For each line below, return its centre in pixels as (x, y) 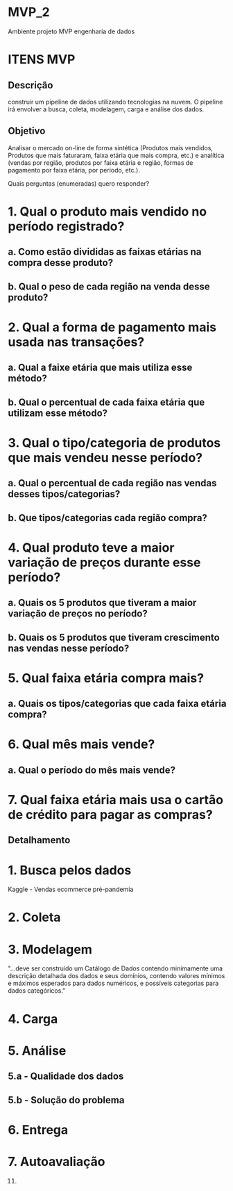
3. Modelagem (50, 949)
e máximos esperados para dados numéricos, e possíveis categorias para (113, 983)
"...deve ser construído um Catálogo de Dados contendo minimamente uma (115, 968)
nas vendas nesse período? (69, 648)
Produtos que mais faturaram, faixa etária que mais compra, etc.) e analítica (116, 155)
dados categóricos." (37, 991)
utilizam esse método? (58, 413)
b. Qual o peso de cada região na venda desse (109, 286)
